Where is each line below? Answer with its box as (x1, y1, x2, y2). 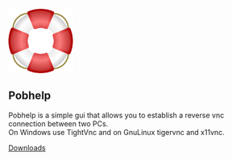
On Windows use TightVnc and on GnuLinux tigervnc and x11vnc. (8, 127, 226, 137)
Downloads (8, 142, 46, 153)
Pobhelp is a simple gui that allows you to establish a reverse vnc (8, 110, 225, 120)
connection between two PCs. (8, 118, 109, 129)
